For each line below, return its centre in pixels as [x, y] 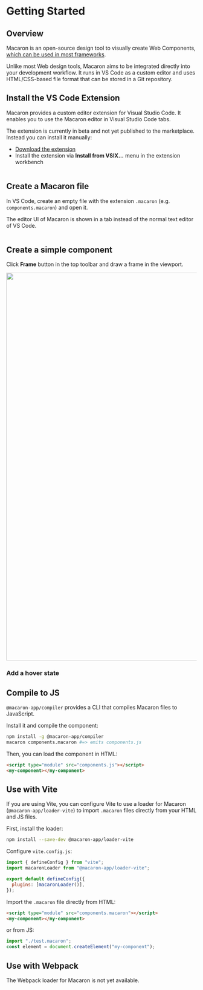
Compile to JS [33, 693]
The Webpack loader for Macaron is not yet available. [73, 980]
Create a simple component [60, 250]
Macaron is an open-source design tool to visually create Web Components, [101, 48]
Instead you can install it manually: [49, 137]
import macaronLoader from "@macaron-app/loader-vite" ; [78, 868]
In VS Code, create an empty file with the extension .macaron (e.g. [88, 201]
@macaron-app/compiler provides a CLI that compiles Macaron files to [92, 708]
